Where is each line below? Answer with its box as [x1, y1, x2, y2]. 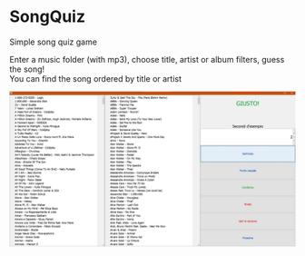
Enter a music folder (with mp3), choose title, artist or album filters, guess [9, 54, 285, 64]
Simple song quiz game [9, 36, 98, 47]
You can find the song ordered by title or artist [9, 73, 182, 84]
